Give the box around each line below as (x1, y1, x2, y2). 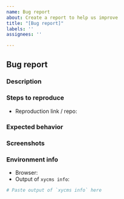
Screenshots (6, 139, 45, 147)
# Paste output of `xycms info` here (6, 187, 102, 193)
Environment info (6, 155, 59, 164)
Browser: (15, 169, 38, 176)
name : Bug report (6, 8, 50, 15)
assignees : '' (6, 32, 43, 38)
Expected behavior (6, 123, 64, 131)
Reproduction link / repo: (15, 107, 78, 115)
